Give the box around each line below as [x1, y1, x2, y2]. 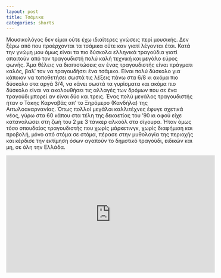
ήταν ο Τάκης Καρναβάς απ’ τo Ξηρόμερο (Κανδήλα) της [6, 99, 148, 107]
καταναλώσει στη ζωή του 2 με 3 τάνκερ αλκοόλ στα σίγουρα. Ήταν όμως [6, 118, 192, 126]
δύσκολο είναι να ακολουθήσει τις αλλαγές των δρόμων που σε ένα [6, 87, 178, 94]
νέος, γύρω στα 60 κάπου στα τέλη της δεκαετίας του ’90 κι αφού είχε [6, 112, 182, 119]
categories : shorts [6, 20, 55, 26]
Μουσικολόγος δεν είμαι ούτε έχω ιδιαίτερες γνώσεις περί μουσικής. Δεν [6, 36, 189, 43]
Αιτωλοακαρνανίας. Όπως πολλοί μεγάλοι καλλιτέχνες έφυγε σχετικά [6, 105, 183, 113]
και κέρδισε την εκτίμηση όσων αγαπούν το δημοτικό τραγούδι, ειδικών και [6, 138, 192, 145]
